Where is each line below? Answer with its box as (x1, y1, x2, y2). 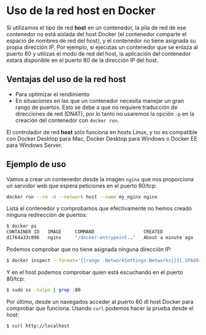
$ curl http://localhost (6, 323, 70, 329)
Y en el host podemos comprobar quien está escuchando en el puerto (6, 268, 183, 276)
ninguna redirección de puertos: (6, 211, 88, 219)
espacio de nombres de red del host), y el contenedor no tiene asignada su (6, 37, 196, 44)
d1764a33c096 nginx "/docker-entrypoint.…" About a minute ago (6, 235, 193, 241)
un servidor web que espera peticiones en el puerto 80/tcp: (6, 182, 158, 189)
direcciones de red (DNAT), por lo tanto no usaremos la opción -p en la (15, 110, 195, 117)
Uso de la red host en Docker (6, 4, 156, 18)
